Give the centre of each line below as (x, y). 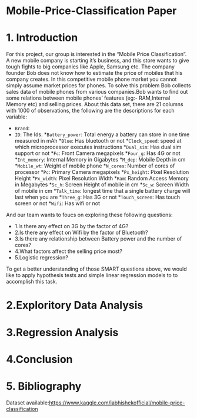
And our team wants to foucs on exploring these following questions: (89, 215)
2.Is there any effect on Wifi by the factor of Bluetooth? (81, 233)
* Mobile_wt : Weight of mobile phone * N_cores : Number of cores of (95, 166)
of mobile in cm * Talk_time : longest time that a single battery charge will (102, 191)
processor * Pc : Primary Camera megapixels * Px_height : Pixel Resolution (102, 172)
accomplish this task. (32, 282)
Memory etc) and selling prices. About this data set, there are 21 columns (95, 104)
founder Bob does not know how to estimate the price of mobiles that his (94, 73)
